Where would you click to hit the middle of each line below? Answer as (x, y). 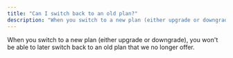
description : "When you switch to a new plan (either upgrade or (103, 20)
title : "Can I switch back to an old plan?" (72, 13)
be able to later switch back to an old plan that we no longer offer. (101, 47)
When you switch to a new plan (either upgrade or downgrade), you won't (113, 39)
